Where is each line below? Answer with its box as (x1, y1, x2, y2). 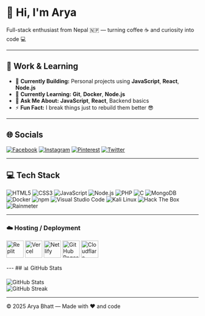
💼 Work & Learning (6, 61, 79, 72)
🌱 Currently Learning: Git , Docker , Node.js (15, 90, 125, 97)
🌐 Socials (6, 130, 44, 140)
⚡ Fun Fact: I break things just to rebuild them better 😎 (15, 103, 154, 111)
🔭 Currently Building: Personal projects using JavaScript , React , (15, 77, 179, 85)
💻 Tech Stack (6, 170, 60, 180)
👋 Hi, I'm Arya (6, 6, 77, 20)
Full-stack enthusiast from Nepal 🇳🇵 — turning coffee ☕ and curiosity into (6, 26, 194, 33)
